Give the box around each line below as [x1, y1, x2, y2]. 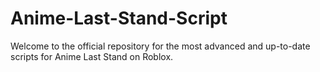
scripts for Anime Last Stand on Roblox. [10, 50, 174, 62]
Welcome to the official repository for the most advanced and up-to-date [10, 40, 311, 52]
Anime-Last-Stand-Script [10, 7, 228, 30]
